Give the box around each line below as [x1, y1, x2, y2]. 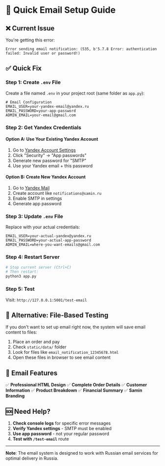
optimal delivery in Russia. [5, 455, 58, 461]
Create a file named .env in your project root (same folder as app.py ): [5, 90, 145, 96]
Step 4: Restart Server [5, 253, 60, 260]
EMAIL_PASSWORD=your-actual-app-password [5, 238, 92, 243]
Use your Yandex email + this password [12, 162, 93, 169]
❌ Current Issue [5, 24, 55, 32]
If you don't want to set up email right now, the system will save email [5, 324, 146, 330]
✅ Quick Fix [5, 64, 42, 73]
